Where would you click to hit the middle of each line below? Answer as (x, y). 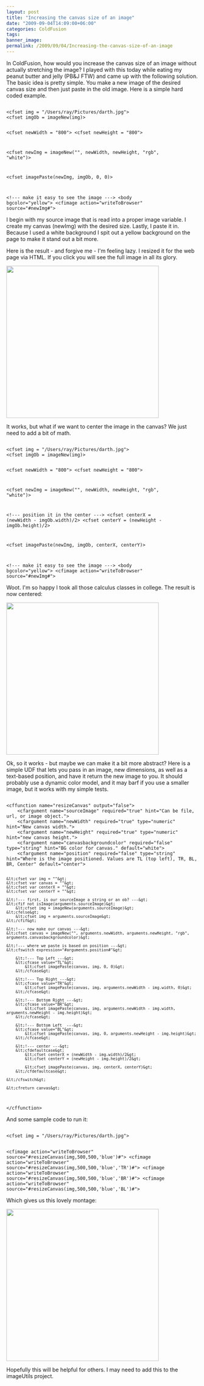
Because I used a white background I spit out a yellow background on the (98, 233)
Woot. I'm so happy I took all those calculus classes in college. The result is (101, 587)
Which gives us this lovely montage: (51, 1200)
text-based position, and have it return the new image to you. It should (94, 776)
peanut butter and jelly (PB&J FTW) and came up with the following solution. (102, 76)
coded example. (26, 96)
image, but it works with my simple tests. (58, 789)
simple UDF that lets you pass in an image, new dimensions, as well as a (97, 770)
